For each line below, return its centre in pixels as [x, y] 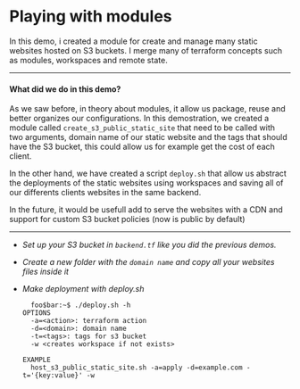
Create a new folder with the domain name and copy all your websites [148, 262]
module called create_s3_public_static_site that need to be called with [142, 128]
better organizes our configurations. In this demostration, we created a [139, 119]
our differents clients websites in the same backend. [105, 193]
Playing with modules [91, 17]
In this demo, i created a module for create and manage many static [133, 41]
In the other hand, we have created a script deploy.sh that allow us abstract [148, 174]
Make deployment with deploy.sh [83, 289]
